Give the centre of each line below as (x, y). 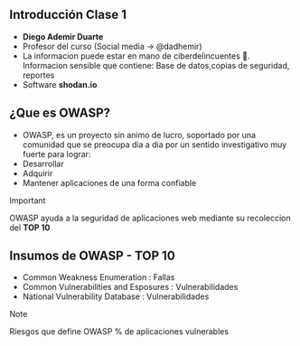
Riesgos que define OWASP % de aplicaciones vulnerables (119, 332)
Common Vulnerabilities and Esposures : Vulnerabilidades (130, 287)
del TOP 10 (30, 227)
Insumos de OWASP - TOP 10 (93, 256)
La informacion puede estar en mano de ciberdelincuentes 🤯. (136, 56)
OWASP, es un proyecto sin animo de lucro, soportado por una (139, 135)
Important (28, 200)
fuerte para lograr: (56, 154)
